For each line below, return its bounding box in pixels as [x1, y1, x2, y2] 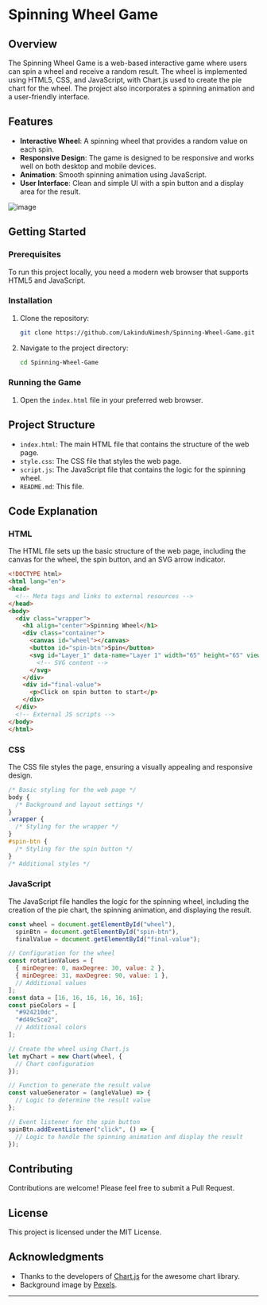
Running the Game [8, 377, 82, 388]
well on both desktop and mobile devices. [19, 161, 157, 171]
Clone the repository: [19, 313, 90, 322]
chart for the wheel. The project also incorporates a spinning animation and [8, 83, 255, 93]
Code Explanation [8, 504, 98, 518]
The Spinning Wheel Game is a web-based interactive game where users [8, 58, 248, 68]
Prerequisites [8, 249, 61, 260]
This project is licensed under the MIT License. [8, 1227, 162, 1237]
